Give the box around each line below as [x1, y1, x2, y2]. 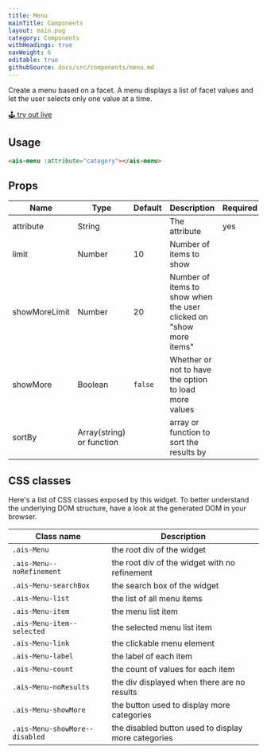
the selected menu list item [111, 622, 212, 633]
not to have [169, 364, 212, 375]
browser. [8, 512, 37, 522]
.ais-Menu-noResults [12, 682, 90, 692]
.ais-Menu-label [12, 652, 74, 661]
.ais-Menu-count [12, 665, 74, 674]
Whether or [169, 354, 212, 365]
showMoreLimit [12, 307, 70, 318]
